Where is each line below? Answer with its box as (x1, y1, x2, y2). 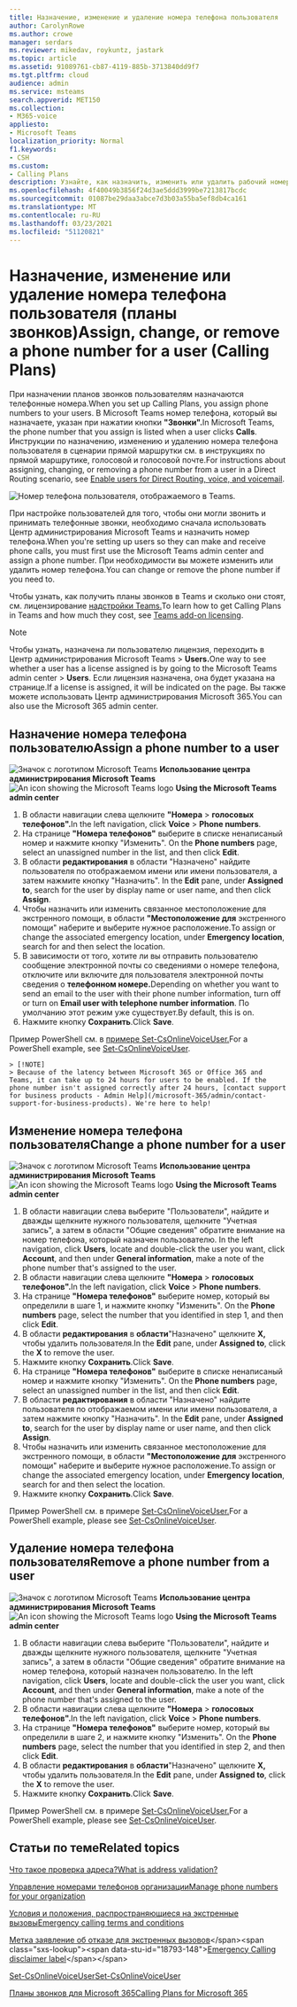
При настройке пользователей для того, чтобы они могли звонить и (9, 508, 267, 519)
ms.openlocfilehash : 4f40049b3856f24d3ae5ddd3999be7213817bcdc (9, 186, 247, 195)
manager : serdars (9, 37, 73, 47)
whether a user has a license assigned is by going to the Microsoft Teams (9, 663, 278, 674)
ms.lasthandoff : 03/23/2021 (9, 219, 113, 228)
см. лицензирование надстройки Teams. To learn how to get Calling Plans (9, 600, 282, 612)
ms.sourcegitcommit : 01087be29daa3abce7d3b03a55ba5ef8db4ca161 (9, 194, 247, 204)
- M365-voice (9, 112, 57, 121)
